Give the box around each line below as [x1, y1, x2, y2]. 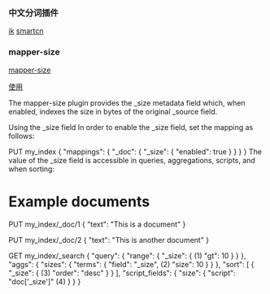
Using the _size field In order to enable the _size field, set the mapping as [8, 122, 254, 132]
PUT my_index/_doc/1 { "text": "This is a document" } [8, 219, 186, 229]
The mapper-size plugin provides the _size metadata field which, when [8, 97, 246, 107]
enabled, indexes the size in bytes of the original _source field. [8, 106, 218, 116]
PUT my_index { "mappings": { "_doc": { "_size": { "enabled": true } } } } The [8, 146, 263, 156]
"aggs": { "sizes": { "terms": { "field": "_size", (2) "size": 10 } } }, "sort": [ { [8, 259, 255, 269]
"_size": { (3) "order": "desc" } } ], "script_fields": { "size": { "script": [8, 268, 236, 278]
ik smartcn [8, 26, 44, 36]
